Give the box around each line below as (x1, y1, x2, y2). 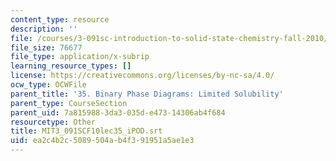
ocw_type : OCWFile (10, 80, 87, 90)
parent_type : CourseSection (10, 98, 128, 108)
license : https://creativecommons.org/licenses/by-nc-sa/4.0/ (10, 71, 275, 81)
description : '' (10, 24, 78, 34)
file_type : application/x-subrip (10, 52, 150, 62)
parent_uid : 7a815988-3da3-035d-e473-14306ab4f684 (10, 107, 226, 118)
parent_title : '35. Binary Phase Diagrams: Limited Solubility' (10, 89, 284, 99)
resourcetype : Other (10, 117, 97, 127)
